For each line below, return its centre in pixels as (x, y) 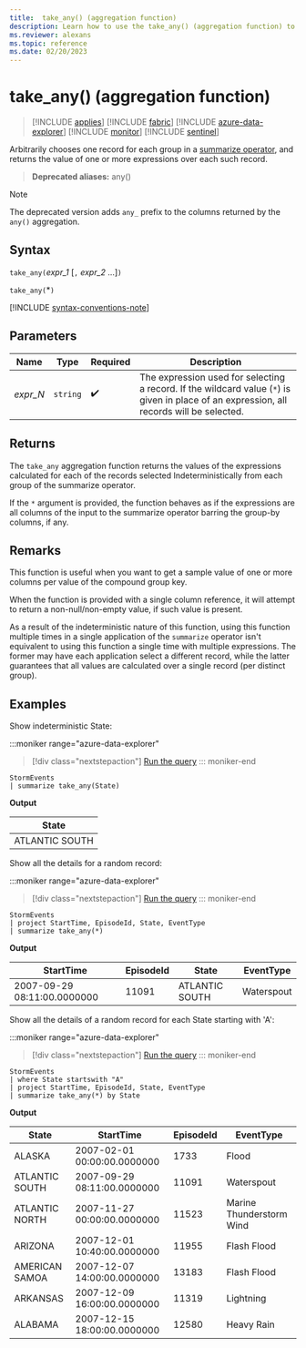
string (67, 394)
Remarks (36, 551)
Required (111, 362)
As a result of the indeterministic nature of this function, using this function (150, 627)
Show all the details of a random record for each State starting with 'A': (142, 1020)
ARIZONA (34, 1246)
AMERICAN (38, 1267)
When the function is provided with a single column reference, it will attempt (153, 600)
